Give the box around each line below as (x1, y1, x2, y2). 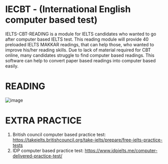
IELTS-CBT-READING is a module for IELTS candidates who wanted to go (5, 31, 156, 37)
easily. (5, 63, 19, 69)
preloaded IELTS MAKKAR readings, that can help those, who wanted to (5, 41, 154, 47)
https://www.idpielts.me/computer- (85, 147, 157, 153)
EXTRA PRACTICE (5, 115, 82, 126)
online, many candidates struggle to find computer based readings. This (5, 52, 155, 58)
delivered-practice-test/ (12, 152, 63, 159)
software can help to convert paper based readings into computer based (5, 57, 156, 63)
